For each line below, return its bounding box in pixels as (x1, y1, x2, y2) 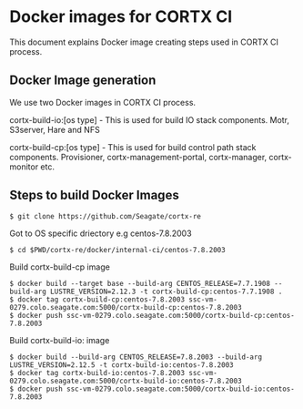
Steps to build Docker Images (9, 188, 179, 203)
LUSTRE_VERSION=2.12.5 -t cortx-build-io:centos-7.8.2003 (9, 360, 234, 370)
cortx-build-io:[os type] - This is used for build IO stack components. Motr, (9, 114, 289, 125)
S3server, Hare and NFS (9, 124, 100, 135)
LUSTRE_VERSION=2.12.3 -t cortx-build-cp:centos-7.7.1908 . (49, 287, 283, 296)
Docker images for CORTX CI (9, 6, 233, 27)
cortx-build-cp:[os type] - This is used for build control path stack (9, 141, 257, 152)
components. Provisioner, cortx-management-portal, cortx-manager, (9, 151, 268, 162)
